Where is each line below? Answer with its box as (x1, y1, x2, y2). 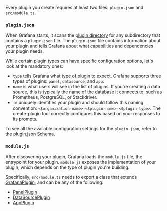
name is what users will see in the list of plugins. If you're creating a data (12, 84, 160, 90)
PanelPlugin (12, 189, 38, 195)
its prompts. (12, 116, 38, 122)
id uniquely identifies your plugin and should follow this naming (12, 100, 144, 106)
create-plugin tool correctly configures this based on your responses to (12, 111, 160, 117)
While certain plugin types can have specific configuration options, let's (5, 58, 154, 64)
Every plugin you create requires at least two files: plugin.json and (5, 5, 144, 10)
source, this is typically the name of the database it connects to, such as (12, 89, 162, 95)
